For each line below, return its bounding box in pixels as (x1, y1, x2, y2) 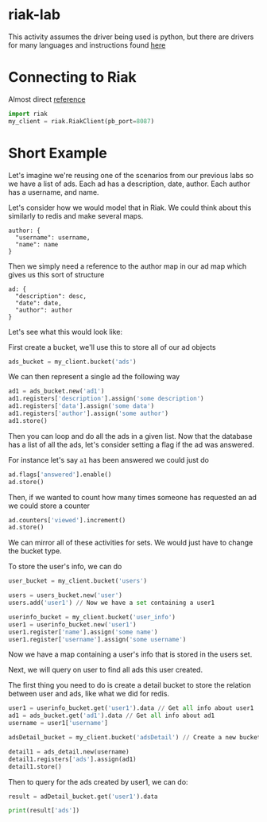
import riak (8, 110, 48, 118)
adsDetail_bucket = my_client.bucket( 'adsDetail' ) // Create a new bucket (8, 734, 261, 742)
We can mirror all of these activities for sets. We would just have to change (8, 538, 253, 548)
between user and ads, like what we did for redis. (8, 689, 169, 699)
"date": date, (15, 299, 62, 307)
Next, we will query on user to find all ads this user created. (8, 665, 203, 675)
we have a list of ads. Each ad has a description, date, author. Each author (8, 179, 250, 188)
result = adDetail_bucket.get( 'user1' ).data (8, 793, 158, 801)
